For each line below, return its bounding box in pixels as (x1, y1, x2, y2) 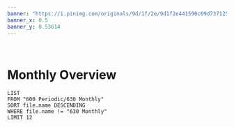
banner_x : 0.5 (7, 17, 49, 24)
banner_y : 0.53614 (7, 23, 61, 30)
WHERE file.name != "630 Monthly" (7, 108, 108, 115)
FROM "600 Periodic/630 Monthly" (7, 96, 104, 103)
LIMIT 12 (7, 114, 33, 121)
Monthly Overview (7, 67, 117, 82)
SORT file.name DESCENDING (7, 102, 86, 109)
